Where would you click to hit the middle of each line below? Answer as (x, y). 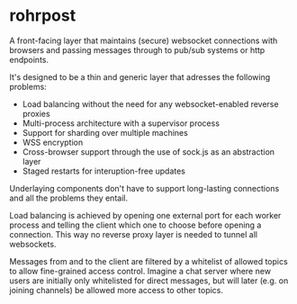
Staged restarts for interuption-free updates (104, 171)
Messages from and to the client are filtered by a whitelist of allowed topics (148, 261)
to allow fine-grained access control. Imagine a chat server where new (140, 271)
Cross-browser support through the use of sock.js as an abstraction (148, 152)
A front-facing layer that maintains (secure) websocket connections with (144, 40)
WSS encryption (53, 142)
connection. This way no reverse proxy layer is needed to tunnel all (134, 234)
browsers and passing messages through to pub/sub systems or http (137, 49)
